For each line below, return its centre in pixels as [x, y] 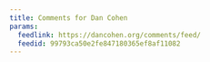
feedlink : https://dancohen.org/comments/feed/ [110, 35]
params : [24, 26]
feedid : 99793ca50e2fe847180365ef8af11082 [99, 43]
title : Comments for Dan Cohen [69, 18]
